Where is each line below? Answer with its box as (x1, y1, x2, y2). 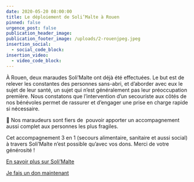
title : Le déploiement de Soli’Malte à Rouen (6, 14, 119, 20)
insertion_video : (6, 52, 49, 58)
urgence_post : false (6, 25, 57, 31)
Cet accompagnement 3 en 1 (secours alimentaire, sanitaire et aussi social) (6, 134, 188, 141)
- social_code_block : (11, 47, 65, 53)
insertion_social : (6, 42, 51, 48)
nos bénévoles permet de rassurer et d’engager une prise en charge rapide (6, 99, 188, 106)
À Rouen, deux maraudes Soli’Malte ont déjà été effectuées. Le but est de (6, 74, 185, 81)
